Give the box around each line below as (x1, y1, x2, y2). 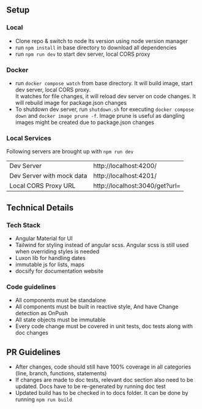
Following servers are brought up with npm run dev (6, 148, 133, 155)
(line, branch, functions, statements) (15, 370, 107, 377)
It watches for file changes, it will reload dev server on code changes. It (15, 92, 196, 100)
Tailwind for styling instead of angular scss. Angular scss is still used (15, 241, 189, 248)
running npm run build (15, 396, 72, 403)
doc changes (15, 329, 49, 337)
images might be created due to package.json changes (15, 118, 154, 126)
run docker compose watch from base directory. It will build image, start (15, 79, 193, 86)
